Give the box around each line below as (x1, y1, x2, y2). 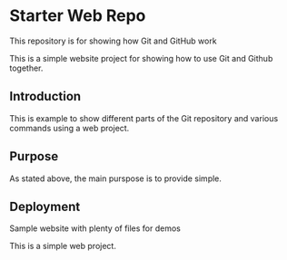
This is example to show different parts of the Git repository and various (9, 112, 279, 123)
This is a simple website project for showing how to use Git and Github (9, 53, 273, 63)
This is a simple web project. (9, 241, 116, 252)
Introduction (9, 89, 82, 104)
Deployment (9, 198, 81, 214)
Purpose (9, 149, 59, 164)
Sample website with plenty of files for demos (9, 223, 182, 234)
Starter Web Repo (9, 5, 146, 26)
